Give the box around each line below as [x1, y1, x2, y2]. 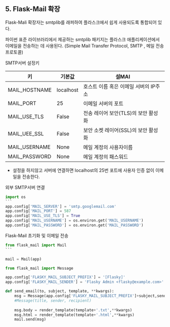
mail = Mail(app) [5, 257, 42, 262]
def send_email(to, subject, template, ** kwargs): [5, 288, 114, 294]
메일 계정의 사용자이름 [83, 143, 133, 151]
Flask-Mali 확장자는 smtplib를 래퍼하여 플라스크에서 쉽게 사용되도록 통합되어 [5, 19, 157, 25]
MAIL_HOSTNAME [8, 86, 52, 93]
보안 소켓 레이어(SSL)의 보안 [83, 126, 148, 133]
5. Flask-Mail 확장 [5, 5, 61, 14]
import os [5, 194, 26, 199]
